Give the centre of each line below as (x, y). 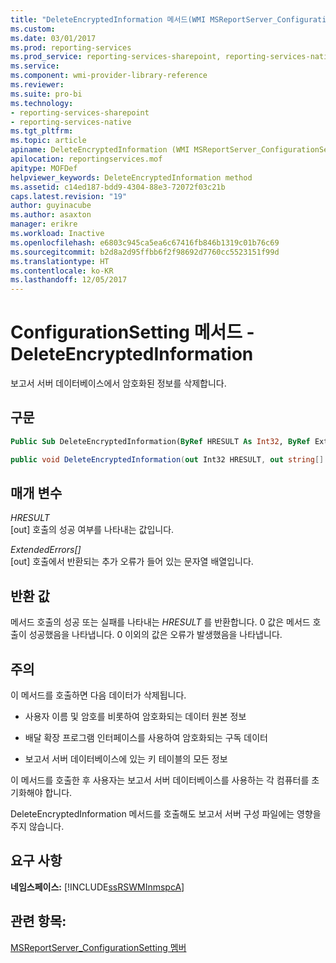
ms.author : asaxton (51, 215)
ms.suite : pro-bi (46, 94)
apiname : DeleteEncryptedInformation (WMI (100, 150)
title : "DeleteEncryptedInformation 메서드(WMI (108, 19)
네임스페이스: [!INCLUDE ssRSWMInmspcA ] (97, 887)
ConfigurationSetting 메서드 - (132, 332)
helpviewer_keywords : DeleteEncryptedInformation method (131, 177)
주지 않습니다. (37, 827)
